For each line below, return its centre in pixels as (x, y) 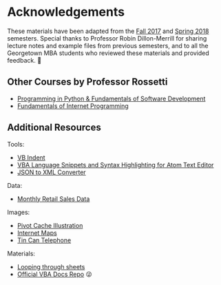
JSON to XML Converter (51, 172)
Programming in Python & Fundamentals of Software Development (111, 98)
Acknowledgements (66, 12)
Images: (19, 212)
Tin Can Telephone (44, 240)
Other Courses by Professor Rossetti (87, 82)
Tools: (16, 144)
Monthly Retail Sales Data (53, 199)
